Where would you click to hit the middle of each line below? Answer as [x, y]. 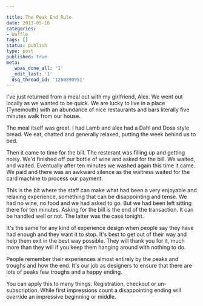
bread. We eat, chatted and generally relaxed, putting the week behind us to [101, 134]
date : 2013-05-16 [28, 23]
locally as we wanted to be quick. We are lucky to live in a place [86, 103]
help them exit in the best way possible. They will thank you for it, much [95, 241]
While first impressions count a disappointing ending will [111, 290]
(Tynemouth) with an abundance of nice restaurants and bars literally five [98, 110]
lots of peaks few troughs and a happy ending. [64, 272]
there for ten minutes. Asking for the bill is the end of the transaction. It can [100, 210]
